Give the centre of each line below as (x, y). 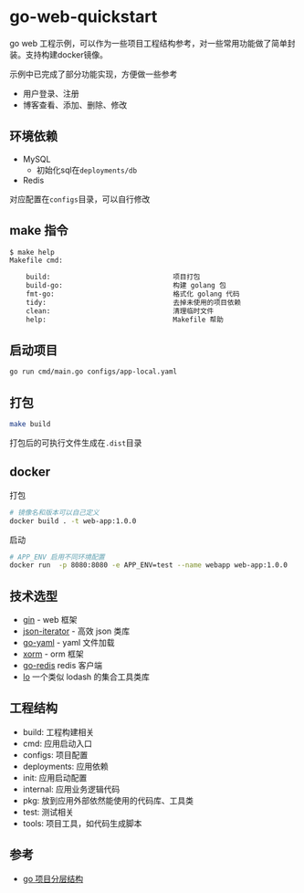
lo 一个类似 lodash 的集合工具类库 (86, 677)
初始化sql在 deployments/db (87, 170)
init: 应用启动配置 (55, 777)
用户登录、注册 (51, 93)
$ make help (32, 252)
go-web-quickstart (84, 17)
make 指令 (39, 231)
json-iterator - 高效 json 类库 (76, 631)
